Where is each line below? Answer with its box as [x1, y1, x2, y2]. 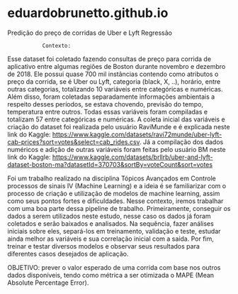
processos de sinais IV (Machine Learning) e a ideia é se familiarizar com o [7, 181, 227, 190]
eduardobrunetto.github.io [7, 5, 169, 21]
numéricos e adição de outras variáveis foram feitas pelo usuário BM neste [7, 145, 226, 153]
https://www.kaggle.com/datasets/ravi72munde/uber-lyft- [52, 130, 222, 138]
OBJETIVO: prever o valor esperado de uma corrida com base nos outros [7, 263, 221, 271]
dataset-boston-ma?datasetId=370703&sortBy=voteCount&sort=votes [7, 160, 213, 168]
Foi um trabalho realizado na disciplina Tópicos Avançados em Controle [7, 174, 216, 183]
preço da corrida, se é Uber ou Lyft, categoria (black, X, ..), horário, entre [7, 77, 221, 86]
